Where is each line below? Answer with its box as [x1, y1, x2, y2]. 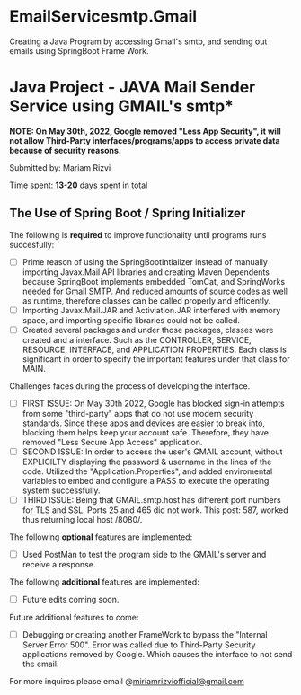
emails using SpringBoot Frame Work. [9, 45, 149, 56]
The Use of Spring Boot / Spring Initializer [9, 206, 246, 221]
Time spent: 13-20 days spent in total [9, 180, 148, 190]
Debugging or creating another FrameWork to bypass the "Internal [22, 629, 268, 640]
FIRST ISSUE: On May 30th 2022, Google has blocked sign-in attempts [22, 398, 285, 409]
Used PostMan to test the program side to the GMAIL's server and [22, 550, 267, 560]
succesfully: [9, 239, 55, 250]
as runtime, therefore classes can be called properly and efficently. [22, 295, 271, 306]
